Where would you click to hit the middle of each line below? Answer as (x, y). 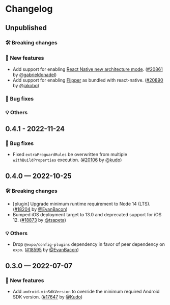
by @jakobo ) (26, 85)
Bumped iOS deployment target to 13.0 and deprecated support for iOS (87, 215)
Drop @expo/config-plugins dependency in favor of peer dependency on (89, 244)
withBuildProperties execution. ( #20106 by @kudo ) (67, 160)
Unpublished (26, 28)
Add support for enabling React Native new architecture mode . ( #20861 (88, 69)
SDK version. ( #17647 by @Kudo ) (48, 297)
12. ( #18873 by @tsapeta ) (39, 220)
